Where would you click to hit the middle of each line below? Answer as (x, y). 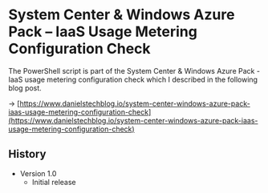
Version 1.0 (38, 173)
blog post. (25, 88)
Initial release (54, 182)
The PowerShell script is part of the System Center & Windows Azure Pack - (134, 70)
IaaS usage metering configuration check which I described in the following (133, 79)
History (27, 154)
